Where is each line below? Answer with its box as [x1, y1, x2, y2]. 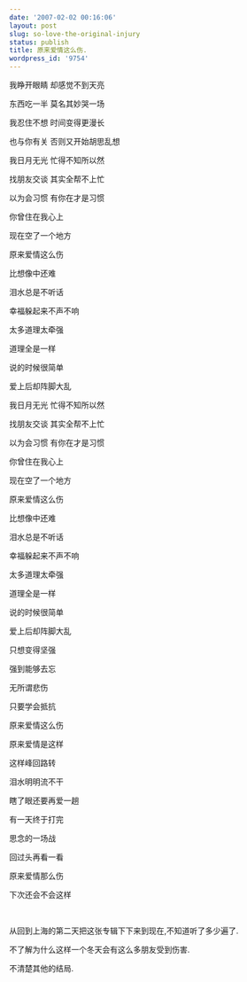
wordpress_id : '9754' [9, 54, 89, 63]
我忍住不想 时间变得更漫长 [9, 117, 104, 128]
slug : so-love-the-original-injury [9, 29, 141, 38]
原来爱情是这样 [9, 739, 64, 749]
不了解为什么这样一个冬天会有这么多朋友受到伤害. [9, 945, 190, 955]
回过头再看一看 [9, 852, 64, 862]
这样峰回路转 [9, 758, 56, 768]
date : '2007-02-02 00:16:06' [9, 12, 117, 22]
